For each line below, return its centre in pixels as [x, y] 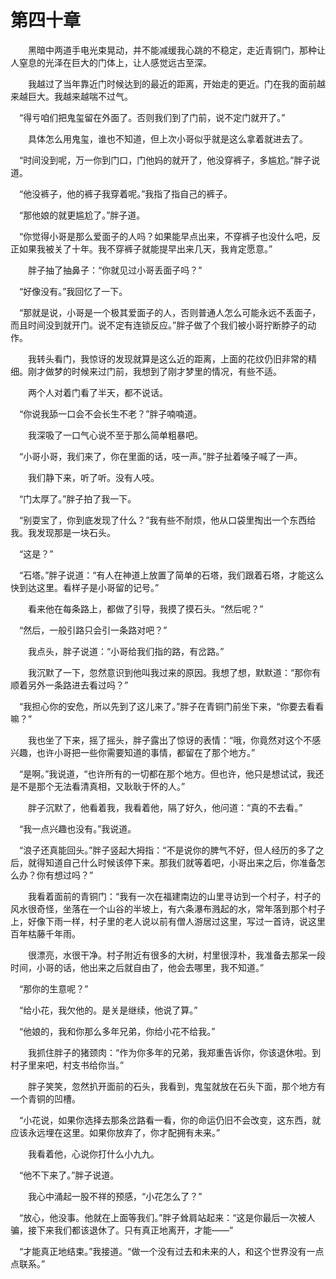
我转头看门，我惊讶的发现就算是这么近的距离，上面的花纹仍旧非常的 [167, 358]
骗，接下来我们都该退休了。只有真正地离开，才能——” [122, 1230]
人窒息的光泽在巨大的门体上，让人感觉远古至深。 [111, 62]
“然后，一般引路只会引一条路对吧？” [93, 630]
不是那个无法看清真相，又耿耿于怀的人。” [102, 786]
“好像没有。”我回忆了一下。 [73, 291]
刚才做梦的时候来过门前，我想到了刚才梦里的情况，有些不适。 [154, 371]
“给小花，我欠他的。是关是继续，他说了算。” [108, 1010]
